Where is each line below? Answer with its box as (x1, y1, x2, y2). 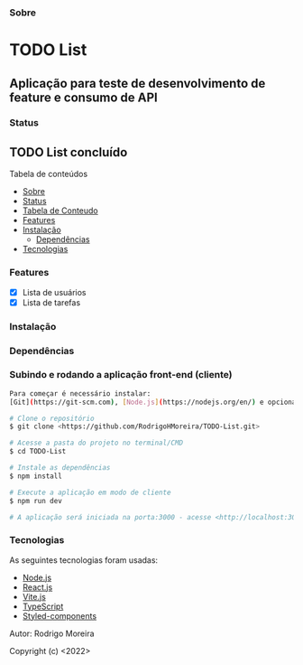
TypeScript (22, 601, 64, 612)
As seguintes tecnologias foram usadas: (9, 554, 159, 566)
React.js (22, 581, 53, 593)
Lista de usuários (22, 286, 87, 297)
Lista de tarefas (22, 296, 81, 308)
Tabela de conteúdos (9, 169, 88, 180)
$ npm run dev (9, 496, 63, 505)
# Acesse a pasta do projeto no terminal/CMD (9, 438, 183, 448)
